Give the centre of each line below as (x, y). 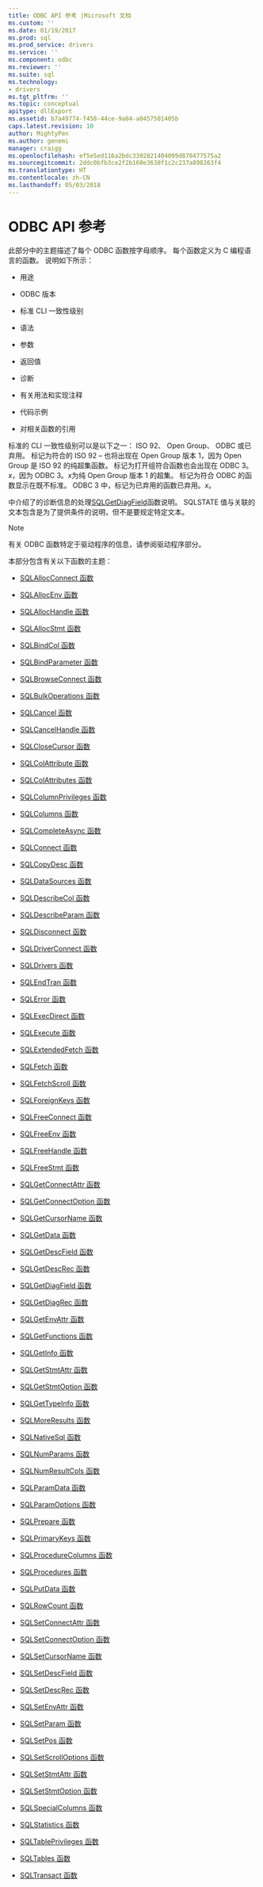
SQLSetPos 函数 (46, 1740)
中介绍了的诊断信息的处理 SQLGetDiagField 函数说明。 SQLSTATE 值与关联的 (132, 502)
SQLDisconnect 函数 (53, 932)
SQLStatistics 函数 (50, 1824)
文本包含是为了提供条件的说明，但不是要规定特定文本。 (98, 511)
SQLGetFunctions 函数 (56, 1336)
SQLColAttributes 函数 (56, 780)
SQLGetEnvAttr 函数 (52, 1319)
